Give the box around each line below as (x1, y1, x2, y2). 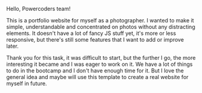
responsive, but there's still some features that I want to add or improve (6, 36, 184, 43)
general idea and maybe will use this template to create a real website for (6, 74, 189, 80)
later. (6, 42, 19, 50)
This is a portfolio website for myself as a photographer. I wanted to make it (6, 17, 195, 24)
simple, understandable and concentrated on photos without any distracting (6, 24, 195, 30)
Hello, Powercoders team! (6, 5, 71, 12)
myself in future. (6, 80, 47, 87)
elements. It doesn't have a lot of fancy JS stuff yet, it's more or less (6, 30, 177, 37)
